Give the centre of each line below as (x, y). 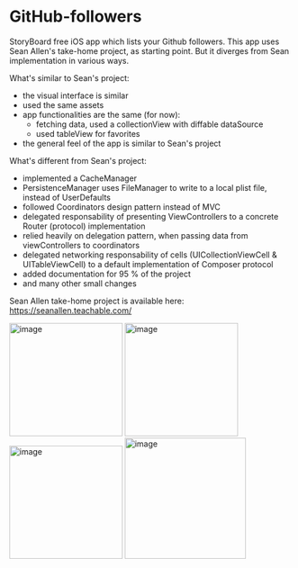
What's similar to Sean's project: (69, 77)
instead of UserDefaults (66, 197)
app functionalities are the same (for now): (101, 114)
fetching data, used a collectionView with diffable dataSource (149, 124)
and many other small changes (79, 283)
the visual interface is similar (75, 95)
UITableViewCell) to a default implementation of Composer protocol (148, 264)
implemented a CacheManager (80, 178)
